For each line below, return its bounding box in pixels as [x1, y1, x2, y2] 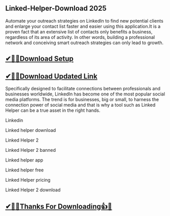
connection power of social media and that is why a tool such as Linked [5, 102, 156, 108]
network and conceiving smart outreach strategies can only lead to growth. [5, 40, 164, 46]
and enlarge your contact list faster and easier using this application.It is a [5, 23, 161, 29]
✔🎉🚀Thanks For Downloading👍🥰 [5, 202, 112, 211]
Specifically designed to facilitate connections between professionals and [5, 86, 161, 92]
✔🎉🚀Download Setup [5, 54, 74, 63]
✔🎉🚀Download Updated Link [5, 72, 98, 81]
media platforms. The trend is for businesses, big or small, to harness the [5, 96, 159, 103]
